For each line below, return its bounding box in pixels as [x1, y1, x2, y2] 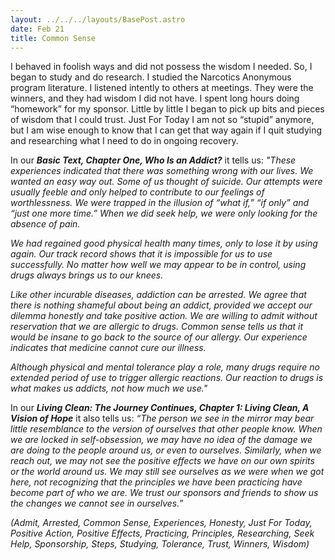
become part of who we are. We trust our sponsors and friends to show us [10, 487, 319, 499]
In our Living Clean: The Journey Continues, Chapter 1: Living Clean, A [10, 402, 310, 414]
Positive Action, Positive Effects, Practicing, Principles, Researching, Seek [10, 527, 315, 540]
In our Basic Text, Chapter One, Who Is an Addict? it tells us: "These [10, 154, 297, 166]
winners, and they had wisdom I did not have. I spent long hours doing [10, 92, 300, 105]
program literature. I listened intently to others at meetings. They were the [10, 82, 314, 94]
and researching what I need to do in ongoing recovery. [10, 135, 239, 147]
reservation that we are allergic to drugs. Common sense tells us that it [10, 321, 304, 333]
